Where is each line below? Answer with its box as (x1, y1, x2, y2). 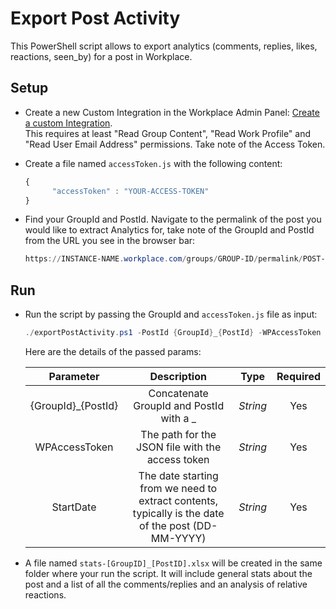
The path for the (140, 427, 217, 441)
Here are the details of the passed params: (24, 345, 202, 357)
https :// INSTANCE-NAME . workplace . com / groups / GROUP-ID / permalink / (24, 254, 303, 264)
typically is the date (132, 506, 225, 520)
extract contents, (138, 493, 219, 507)
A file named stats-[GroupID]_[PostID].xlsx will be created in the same (24, 557, 323, 569)
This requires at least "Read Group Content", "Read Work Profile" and (24, 127, 312, 139)
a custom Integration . (24, 117, 113, 129)
